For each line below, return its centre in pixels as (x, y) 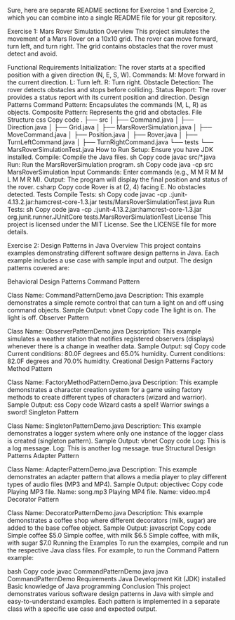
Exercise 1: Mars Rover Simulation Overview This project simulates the (109, 31)
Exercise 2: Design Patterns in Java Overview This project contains (104, 245)
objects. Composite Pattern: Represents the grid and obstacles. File (105, 112)
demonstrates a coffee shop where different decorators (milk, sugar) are (112, 520)
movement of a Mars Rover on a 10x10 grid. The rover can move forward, (113, 39)
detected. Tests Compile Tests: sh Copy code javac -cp (87, 194)
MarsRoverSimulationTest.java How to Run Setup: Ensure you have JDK (110, 150)
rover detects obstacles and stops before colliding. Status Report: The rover (117, 90)
